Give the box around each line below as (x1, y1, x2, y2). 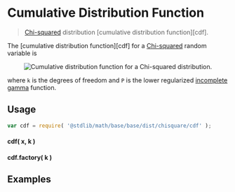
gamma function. (7, 83, 57, 91)
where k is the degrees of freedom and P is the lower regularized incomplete (7, 75, 228, 84)
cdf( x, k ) (7, 138, 36, 146)
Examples (7, 173, 51, 186)
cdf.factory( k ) (7, 153, 53, 161)
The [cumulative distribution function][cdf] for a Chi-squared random (7, 41, 207, 50)
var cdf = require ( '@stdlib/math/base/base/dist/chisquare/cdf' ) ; (7, 122, 212, 129)
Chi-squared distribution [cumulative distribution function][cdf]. (24, 28, 209, 36)
